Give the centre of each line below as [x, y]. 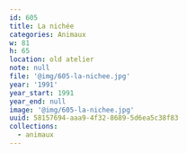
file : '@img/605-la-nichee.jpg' [70, 76]
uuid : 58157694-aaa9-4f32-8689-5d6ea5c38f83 [94, 118]
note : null [30, 68]
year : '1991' [34, 85]
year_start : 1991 [42, 93]
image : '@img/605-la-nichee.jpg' [72, 110]
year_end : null [38, 101]
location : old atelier [52, 59]
